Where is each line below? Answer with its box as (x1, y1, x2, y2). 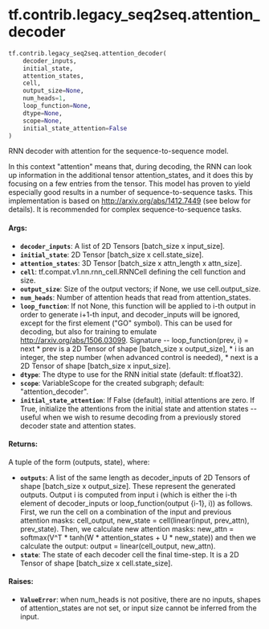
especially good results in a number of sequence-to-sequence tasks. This (8, 188, 253, 197)
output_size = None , (22, 87, 84, 95)
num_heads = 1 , (22, 94, 67, 102)
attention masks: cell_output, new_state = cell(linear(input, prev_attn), (19, 515, 250, 525)
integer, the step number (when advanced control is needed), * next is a (19, 352, 259, 362)
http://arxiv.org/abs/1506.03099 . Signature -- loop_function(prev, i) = (19, 335, 249, 345)
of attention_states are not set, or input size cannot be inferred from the (19, 603, 257, 613)
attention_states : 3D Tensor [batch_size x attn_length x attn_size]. (19, 258, 243, 267)
